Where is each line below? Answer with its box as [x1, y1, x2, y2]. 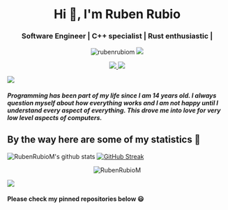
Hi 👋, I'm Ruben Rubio [53, 6, 181, 22]
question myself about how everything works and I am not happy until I [7, 99, 218, 107]
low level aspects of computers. [7, 114, 102, 122]
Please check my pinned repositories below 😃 [7, 195, 144, 203]
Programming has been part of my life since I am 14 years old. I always [7, 91, 217, 100]
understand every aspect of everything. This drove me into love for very [7, 106, 221, 114]
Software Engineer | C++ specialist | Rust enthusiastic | [21, 31, 213, 41]
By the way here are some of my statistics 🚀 [7, 134, 201, 146]
